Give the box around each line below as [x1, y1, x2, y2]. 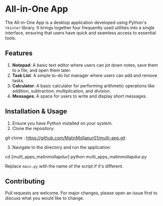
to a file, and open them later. [12, 67, 71, 73]
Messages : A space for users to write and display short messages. [12, 93, 147, 99]
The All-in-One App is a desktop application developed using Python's [5, 19, 147, 25]
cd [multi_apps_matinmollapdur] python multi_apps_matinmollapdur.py [5, 153, 147, 159]
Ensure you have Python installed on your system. [12, 120, 113, 126]
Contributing [5, 177, 45, 186]
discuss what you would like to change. [5, 195, 84, 201]
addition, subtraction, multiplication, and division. [12, 88, 111, 94]
